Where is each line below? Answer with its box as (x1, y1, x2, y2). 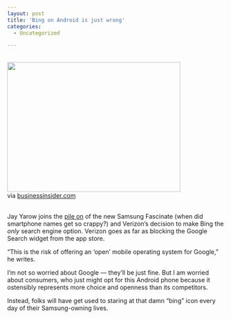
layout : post (7, 10, 45, 17)
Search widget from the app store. (7, 235, 105, 243)
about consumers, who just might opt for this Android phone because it (7, 276, 211, 284)
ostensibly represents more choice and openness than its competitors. (7, 283, 208, 291)
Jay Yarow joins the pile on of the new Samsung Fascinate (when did (7, 212, 203, 221)
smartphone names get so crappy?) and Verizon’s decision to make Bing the (7, 219, 224, 228)
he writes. (7, 255, 36, 264)
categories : (7, 23, 41, 30)
